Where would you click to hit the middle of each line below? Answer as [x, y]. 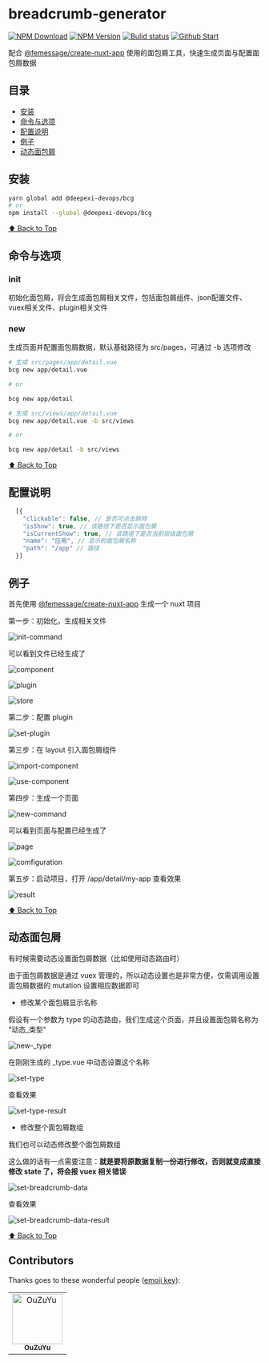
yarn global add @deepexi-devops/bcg [71, 198]
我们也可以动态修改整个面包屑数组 [64, 1144]
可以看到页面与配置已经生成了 [57, 830]
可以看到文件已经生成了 [47, 653]
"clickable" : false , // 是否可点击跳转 [85, 518]
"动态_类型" [27, 1029]
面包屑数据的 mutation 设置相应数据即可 [74, 985]
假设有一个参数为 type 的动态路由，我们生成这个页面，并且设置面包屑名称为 [133, 1019]
